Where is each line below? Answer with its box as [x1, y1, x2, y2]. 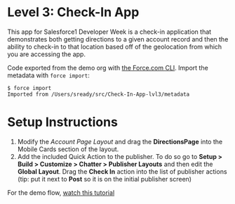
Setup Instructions [7, 114, 118, 130]
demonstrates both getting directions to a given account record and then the [7, 34, 229, 43]
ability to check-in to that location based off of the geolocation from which [7, 42, 222, 51]
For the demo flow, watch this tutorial [7, 188, 115, 197]
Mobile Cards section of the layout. [17, 145, 119, 153]
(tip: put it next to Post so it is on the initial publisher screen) [17, 174, 192, 183]
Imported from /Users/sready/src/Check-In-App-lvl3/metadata [7, 91, 190, 98]
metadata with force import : [7, 71, 90, 79]
